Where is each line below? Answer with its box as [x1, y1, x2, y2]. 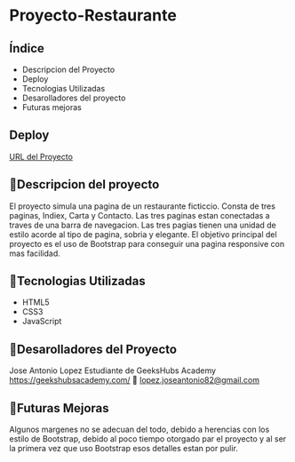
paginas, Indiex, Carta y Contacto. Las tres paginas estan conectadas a [9, 210, 270, 220]
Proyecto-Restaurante [9, 5, 178, 26]
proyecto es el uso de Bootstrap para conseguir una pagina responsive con [9, 238, 285, 249]
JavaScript [21, 316, 62, 327]
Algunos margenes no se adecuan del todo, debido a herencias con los [9, 424, 270, 435]
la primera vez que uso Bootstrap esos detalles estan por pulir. [9, 443, 238, 454]
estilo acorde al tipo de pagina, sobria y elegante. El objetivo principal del [9, 228, 277, 240]
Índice [9, 41, 44, 56]
